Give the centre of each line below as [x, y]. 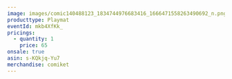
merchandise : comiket [38, 65]
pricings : [21, 33]
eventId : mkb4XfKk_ [35, 26]
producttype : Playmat [38, 20]
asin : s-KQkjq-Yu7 [33, 58]
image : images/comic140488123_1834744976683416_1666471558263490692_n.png [117, 13]
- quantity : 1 [33, 39]
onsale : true [26, 52]
